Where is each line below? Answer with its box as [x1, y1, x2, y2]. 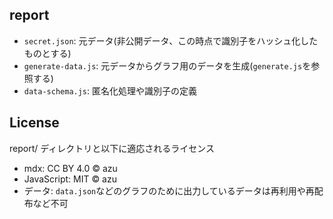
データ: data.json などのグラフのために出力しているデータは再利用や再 [23, 184, 315, 197]
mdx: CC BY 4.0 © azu [23, 162, 118, 174]
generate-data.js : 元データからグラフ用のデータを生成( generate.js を [23, 59, 312, 72]
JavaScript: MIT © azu [23, 173, 117, 185]
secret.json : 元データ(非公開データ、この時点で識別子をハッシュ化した [23, 34, 319, 47]
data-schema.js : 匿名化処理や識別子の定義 [23, 84, 198, 97]
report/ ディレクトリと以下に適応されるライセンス [9, 142, 215, 154]
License [9, 114, 60, 132]
